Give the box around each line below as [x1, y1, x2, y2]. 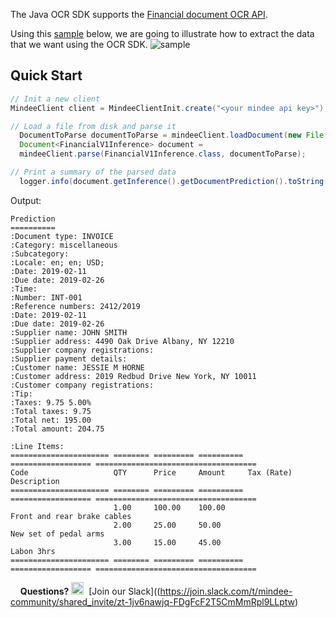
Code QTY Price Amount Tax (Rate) [10, 467, 293, 478]
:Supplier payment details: [10, 354, 128, 364]
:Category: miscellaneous [10, 240, 118, 250]
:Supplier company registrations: [10, 345, 155, 355]
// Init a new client [10, 94, 101, 104]
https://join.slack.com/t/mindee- [159, 585, 293, 597]
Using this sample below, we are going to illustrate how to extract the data [10, 28, 315, 39]
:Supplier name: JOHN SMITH [10, 327, 128, 338]
